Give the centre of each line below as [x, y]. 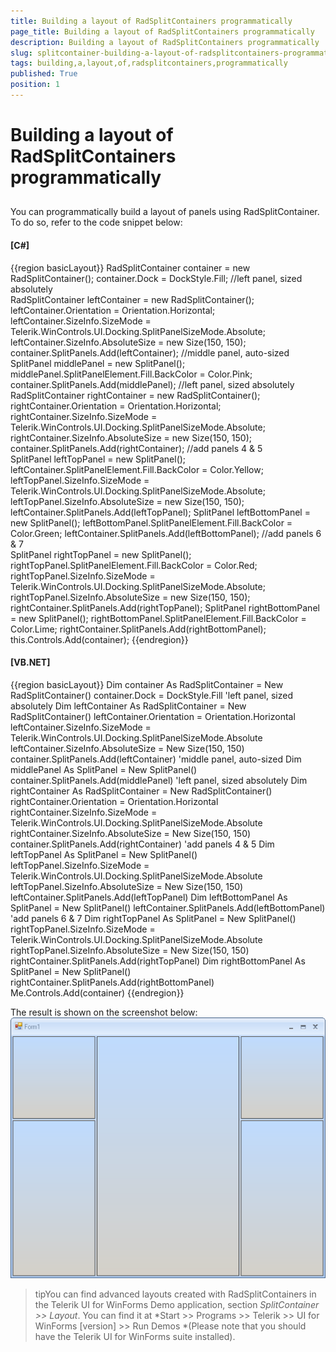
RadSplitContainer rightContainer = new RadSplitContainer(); [135, 395]
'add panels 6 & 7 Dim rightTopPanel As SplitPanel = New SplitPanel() [153, 918]
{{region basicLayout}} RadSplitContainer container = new [130, 267]
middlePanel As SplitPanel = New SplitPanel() [104, 769]
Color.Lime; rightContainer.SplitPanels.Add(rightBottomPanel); [138, 629]
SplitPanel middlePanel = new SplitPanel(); [98, 363]
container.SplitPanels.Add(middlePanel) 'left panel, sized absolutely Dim [159, 780]
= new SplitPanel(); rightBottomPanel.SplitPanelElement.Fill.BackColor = [158, 618]
